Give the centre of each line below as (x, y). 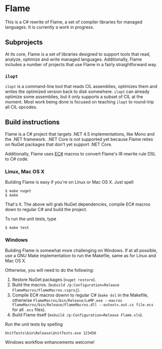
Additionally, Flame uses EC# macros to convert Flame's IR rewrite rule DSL (81, 154)
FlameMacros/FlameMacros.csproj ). (46, 290)
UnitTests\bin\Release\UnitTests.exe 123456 (51, 333)
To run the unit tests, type (31, 219)
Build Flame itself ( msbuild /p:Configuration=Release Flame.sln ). (78, 315)
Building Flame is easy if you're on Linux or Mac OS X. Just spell (69, 182)
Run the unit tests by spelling (34, 324)
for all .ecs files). (29, 310)
